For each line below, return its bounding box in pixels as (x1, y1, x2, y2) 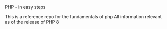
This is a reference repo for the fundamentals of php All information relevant (5, 14, 162, 19)
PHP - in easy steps (5, 4, 46, 10)
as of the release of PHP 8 (5, 19, 59, 25)
